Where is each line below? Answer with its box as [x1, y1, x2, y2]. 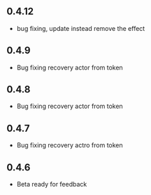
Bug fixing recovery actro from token [16, 141, 123, 149]
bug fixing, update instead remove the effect [16, 24, 145, 32]
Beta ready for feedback [16, 180, 87, 189]
